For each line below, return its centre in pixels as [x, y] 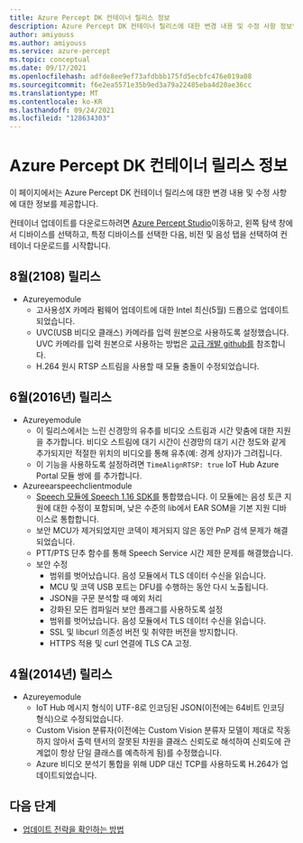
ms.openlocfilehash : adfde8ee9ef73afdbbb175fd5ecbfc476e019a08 [131, 77]
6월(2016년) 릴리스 [61, 398]
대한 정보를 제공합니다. [59, 204]
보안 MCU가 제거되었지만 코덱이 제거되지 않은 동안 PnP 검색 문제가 [154, 530]
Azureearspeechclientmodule [77, 486]
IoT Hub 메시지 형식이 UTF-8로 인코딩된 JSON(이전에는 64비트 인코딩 [160, 707]
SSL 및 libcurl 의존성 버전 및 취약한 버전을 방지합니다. [144, 632]
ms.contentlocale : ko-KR [56, 102]
